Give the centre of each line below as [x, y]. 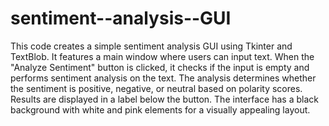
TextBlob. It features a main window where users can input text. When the [162, 56]
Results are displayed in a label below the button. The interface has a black [164, 99]
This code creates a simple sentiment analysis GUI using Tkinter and [151, 46]
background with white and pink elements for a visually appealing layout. [160, 109]
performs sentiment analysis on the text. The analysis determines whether [163, 78]
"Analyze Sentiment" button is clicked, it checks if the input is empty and [160, 67]
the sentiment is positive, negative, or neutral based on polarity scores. [156, 88]
